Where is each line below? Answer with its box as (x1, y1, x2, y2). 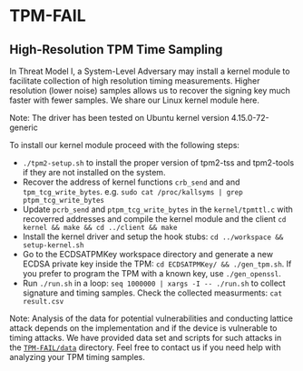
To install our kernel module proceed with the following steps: (9, 140, 240, 150)
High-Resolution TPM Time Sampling (9, 42, 223, 57)
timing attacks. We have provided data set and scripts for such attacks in (9, 333, 282, 343)
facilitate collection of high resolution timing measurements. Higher (9, 75, 260, 86)
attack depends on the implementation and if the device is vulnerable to (9, 323, 278, 333)
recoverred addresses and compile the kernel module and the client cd (22, 214, 287, 224)
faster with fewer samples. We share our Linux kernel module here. (9, 95, 260, 105)
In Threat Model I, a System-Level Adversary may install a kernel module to (9, 65, 290, 76)
